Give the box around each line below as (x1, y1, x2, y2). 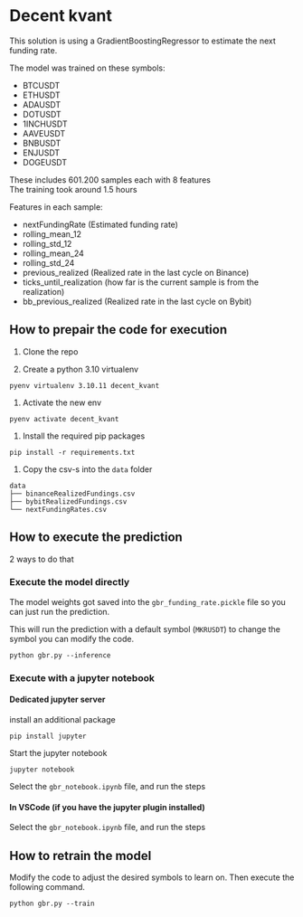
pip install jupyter (9, 732, 88, 741)
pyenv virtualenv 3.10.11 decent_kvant (9, 381, 160, 390)
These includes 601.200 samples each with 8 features (9, 174, 211, 185)
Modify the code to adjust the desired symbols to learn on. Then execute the (9, 872, 295, 883)
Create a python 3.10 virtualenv (22, 364, 138, 374)
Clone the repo (22, 345, 79, 357)
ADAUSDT (22, 99, 62, 109)
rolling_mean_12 (22, 228, 81, 240)
